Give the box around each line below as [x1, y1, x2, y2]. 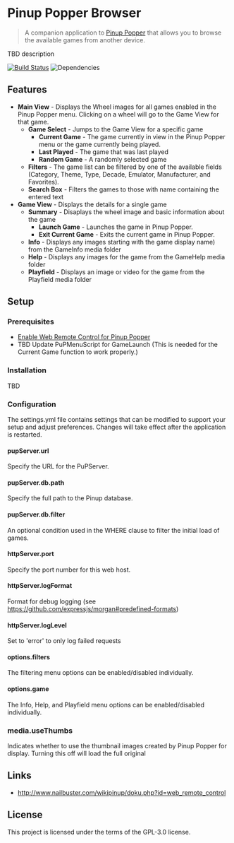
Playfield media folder [27, 275, 92, 283]
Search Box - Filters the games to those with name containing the [27, 185, 220, 194]
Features [7, 83, 47, 96]
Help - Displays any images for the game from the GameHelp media [27, 252, 226, 261]
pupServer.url [7, 447, 49, 455]
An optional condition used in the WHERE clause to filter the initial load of [7, 526, 220, 534]
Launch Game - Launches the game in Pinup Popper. [38, 223, 194, 231]
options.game [7, 685, 49, 693]
